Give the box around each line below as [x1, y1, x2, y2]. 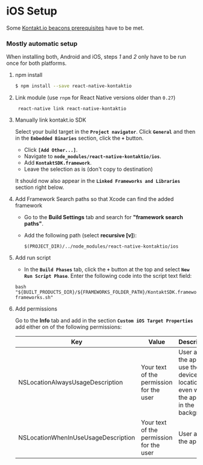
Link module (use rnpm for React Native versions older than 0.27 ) [14, 94, 176, 101]
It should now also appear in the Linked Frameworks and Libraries [14, 177, 181, 185]
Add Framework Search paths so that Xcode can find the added [14, 196, 174, 203]
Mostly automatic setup [6, 39, 78, 48]
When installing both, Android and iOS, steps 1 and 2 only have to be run [6, 53, 186, 61]
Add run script [14, 254, 51, 262]
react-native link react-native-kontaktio [18, 106, 127, 112]
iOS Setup [6, 4, 57, 18]
